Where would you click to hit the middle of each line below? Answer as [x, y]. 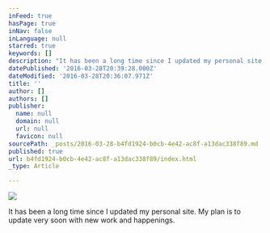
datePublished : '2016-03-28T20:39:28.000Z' [83, 69]
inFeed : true [30, 16]
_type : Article [34, 167]
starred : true [32, 46]
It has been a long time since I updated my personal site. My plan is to [124, 212]
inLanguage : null [38, 38]
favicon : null [39, 136]
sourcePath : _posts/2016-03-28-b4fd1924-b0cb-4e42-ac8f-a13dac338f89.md [133, 144]
